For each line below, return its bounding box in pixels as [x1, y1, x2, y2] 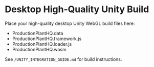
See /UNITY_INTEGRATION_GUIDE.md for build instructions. [5, 56, 122, 62]
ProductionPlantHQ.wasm [12, 46, 67, 52]
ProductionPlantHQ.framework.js [12, 36, 82, 42]
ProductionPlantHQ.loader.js [12, 41, 72, 47]
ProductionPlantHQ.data [12, 30, 63, 36]
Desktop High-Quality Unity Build [5, 4, 149, 15]
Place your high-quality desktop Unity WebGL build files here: [5, 20, 135, 26]
